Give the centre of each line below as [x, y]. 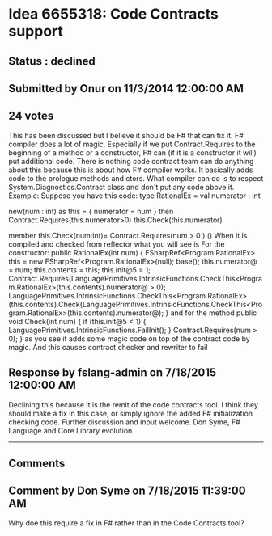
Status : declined [52, 61]
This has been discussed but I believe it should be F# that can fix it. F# [126, 135]
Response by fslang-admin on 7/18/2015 [113, 373]
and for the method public [214, 313]
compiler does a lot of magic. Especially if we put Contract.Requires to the [132, 144]
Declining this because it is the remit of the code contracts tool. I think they [134, 404]
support [36, 31]
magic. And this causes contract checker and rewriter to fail [108, 347]
